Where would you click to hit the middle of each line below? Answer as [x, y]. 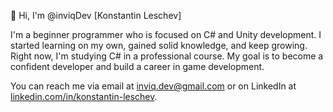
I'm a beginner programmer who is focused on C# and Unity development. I [166, 34]
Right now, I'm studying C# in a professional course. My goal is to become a [167, 56]
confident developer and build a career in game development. [137, 66]
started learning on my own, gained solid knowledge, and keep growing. [159, 45]
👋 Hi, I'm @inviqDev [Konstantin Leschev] [96, 15]
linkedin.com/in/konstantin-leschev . [84, 96]
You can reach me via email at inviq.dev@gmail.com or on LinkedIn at [153, 86]
